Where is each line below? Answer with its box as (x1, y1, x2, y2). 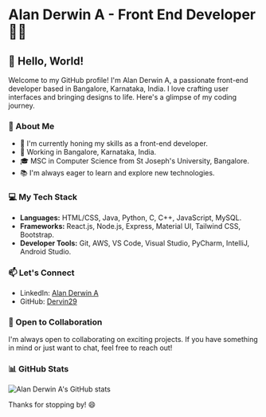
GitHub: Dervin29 (19, 297, 77, 306)
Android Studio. (19, 246, 72, 256)
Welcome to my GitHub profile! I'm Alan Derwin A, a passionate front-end (8, 76, 248, 85)
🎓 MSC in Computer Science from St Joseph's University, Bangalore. (19, 156, 249, 166)
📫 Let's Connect (8, 267, 75, 278)
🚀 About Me (8, 120, 55, 132)
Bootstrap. (19, 230, 54, 239)
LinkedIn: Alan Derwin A (19, 288, 99, 297)
